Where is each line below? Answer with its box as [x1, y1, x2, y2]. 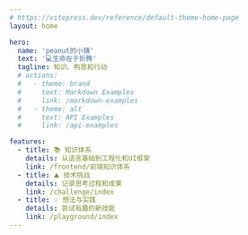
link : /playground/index [25, 213, 119, 222]
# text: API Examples [17, 113, 115, 122]
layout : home [9, 22, 58, 30]
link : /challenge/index [25, 187, 115, 196]
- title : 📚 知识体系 [17, 145, 93, 155]
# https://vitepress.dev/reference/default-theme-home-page [9, 13, 240, 22]
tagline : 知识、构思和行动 [17, 63, 108, 72]
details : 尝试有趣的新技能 [25, 204, 116, 213]
